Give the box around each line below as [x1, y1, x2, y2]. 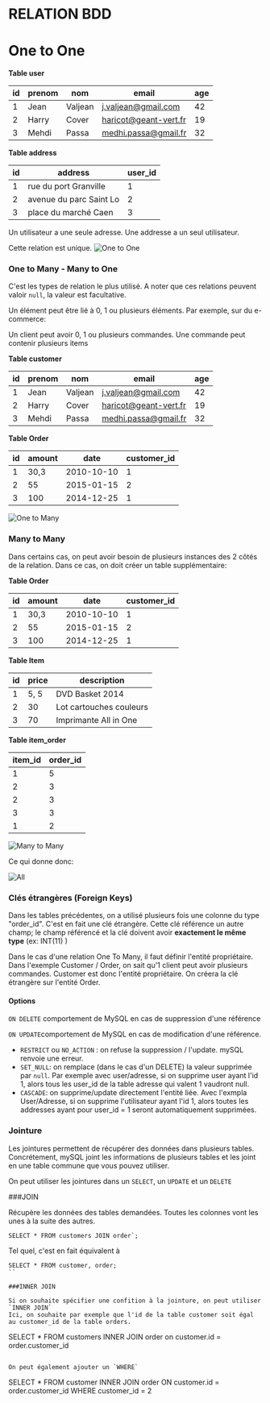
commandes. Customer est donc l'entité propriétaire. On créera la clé [8, 969, 239, 979]
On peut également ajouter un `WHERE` [8, 1363, 139, 1371]
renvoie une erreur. [19, 1053, 84, 1064]
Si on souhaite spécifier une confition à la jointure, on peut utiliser [8, 1297, 262, 1305]
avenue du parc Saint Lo [27, 194, 120, 205]
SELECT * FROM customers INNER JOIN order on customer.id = [8, 1331, 222, 1342]
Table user [8, 68, 45, 78]
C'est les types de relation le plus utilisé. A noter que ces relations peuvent [8, 281, 256, 291]
